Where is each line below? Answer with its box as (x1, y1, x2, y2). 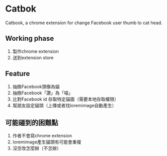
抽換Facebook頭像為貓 (12, 84, 60, 90)
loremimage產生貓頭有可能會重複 (12, 139, 81, 145)
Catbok (5, 3, 37, 15)
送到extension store (12, 54, 54, 60)
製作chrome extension (12, 48, 59, 54)
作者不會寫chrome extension (12, 133, 72, 139)
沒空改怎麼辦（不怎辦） (12, 145, 61, 151)
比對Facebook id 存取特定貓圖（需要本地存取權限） (12, 96, 119, 102)
